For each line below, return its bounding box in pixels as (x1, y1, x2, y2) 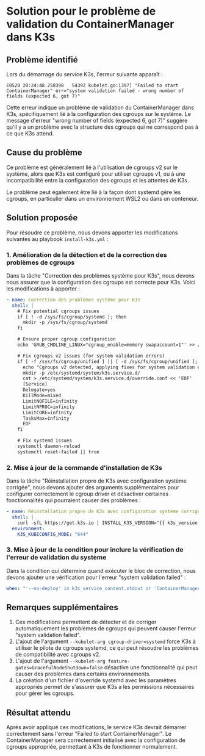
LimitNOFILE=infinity (22, 398, 78, 404)
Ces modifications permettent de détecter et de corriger (15, 618, 157, 626)
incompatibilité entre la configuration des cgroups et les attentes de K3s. (6, 176, 189, 184)
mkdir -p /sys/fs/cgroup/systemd (22, 319, 108, 326)
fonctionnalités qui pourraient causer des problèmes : (6, 497, 142, 504)
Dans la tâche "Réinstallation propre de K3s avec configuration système (6, 477, 187, 484)
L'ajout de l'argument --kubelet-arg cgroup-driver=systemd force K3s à (15, 638, 196, 645)
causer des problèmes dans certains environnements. (15, 670, 151, 678)
